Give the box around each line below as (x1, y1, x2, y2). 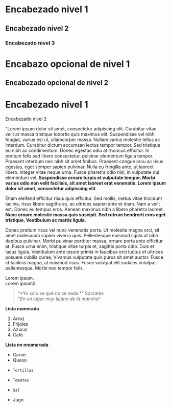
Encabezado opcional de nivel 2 (5, 78, 109, 87)
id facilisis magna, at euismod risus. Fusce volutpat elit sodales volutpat (5, 260, 156, 266)
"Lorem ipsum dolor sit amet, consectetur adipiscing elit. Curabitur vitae (5, 126, 157, 132)
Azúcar (12, 326, 28, 333)
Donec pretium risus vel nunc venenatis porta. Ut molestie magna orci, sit (5, 227, 160, 233)
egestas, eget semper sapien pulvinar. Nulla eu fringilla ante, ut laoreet (5, 164, 154, 170)
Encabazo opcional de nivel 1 (5, 58, 130, 70)
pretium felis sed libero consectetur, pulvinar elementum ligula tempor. (5, 153, 154, 159)
